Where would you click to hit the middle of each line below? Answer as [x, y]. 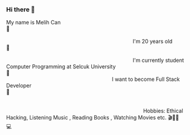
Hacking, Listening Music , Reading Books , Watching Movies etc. [86, 118]
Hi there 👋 [21, 10]
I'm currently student [158, 60]
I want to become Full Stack [146, 79]
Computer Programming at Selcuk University [61, 67]
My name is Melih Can [33, 23]
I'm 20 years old [152, 42]
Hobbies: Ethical [163, 111]
